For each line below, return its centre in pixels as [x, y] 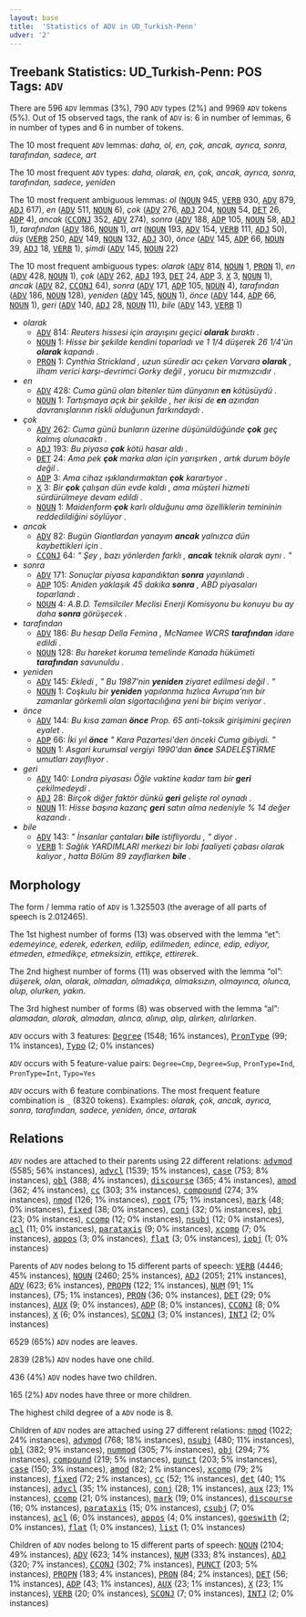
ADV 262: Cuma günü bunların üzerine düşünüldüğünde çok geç [157, 429]
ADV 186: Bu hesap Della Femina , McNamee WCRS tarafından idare [165, 633]
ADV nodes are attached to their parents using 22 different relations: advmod [151, 1160]
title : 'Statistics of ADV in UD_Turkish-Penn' [103, 26]
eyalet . [50, 730]
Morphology [45, 885]
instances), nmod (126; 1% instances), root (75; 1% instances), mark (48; [147, 1199]
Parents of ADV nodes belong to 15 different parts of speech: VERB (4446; [146, 1265]
